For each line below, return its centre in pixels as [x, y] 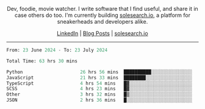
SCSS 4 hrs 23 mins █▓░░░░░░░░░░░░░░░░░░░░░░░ [99, 89]
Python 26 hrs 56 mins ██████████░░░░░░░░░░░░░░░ [99, 72]
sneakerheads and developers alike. [103, 21]
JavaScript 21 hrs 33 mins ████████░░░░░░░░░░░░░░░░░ [99, 78]
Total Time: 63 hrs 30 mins [42, 61]
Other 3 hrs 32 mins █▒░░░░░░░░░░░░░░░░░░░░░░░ [99, 94]
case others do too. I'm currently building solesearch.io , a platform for [103, 15]
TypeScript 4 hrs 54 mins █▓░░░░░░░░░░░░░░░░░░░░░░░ [99, 83]
